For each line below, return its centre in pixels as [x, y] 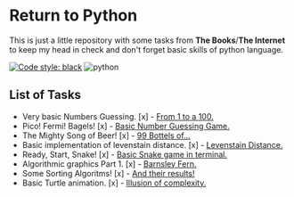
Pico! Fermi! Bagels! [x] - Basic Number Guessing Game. [126, 126]
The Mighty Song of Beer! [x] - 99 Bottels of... [106, 135]
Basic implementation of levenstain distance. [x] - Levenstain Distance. [152, 144]
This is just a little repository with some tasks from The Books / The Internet [147, 40]
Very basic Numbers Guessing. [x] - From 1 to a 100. [118, 116]
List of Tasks [45, 95]
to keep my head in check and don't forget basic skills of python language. [146, 49]
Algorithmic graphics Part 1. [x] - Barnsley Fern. [109, 164]
